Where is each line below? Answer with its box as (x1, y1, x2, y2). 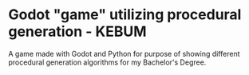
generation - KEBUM (8, 22, 147, 41)
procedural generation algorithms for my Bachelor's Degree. (8, 57, 207, 67)
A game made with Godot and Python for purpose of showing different (8, 49, 241, 58)
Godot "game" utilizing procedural (8, 6, 242, 24)
